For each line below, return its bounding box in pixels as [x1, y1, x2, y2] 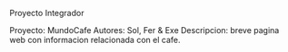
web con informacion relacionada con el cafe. [9, 35, 181, 45]
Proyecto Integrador [9, 8, 84, 18]
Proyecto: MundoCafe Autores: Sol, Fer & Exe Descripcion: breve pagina [9, 25, 280, 35]
